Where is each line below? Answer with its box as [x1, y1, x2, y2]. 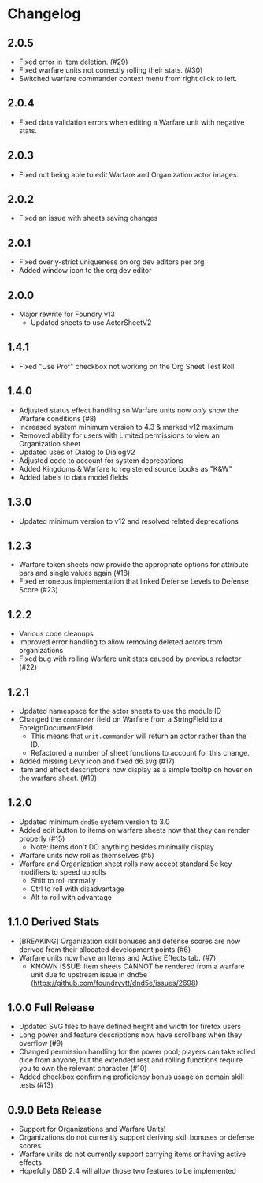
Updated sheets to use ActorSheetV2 [30, 318, 152, 327]
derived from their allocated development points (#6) [18, 944, 191, 954]
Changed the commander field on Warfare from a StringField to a [18, 715, 223, 724]
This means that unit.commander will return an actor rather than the [30, 731, 247, 741]
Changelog [7, 5, 81, 23]
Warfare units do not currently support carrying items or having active [18, 1149, 246, 1159]
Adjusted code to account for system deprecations [18, 455, 184, 465]
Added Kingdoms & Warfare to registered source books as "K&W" [18, 464, 233, 473]
